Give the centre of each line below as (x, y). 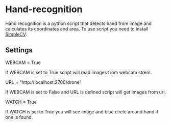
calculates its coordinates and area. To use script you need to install (77, 28)
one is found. (19, 117)
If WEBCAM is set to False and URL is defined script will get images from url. (86, 92)
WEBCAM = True (23, 63)
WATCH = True (21, 102)
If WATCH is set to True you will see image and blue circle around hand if (82, 112)
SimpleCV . (16, 34)
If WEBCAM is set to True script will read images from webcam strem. (79, 72)
